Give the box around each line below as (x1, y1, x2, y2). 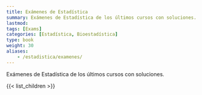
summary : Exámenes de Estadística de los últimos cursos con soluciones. (6, 15, 197, 21)
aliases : (6, 48, 29, 54)
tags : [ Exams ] (6, 25, 42, 32)
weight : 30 (6, 43, 34, 49)
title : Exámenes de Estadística (6, 8, 88, 15)
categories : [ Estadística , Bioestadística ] (6, 31, 118, 38)
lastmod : (6, 20, 29, 26)
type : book (6, 37, 34, 43)
